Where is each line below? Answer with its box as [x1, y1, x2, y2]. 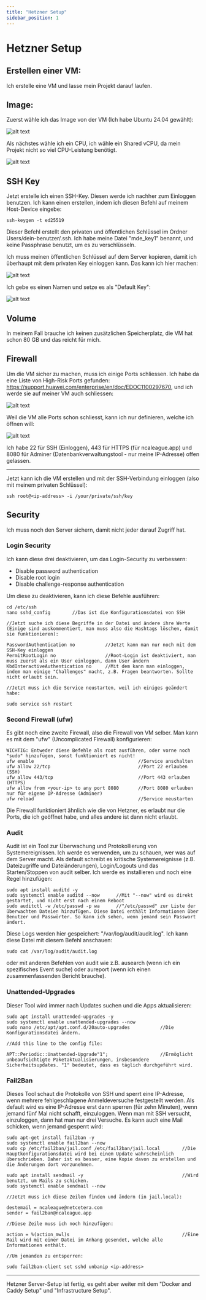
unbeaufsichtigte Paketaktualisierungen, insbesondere [6, 1057, 150, 1063]
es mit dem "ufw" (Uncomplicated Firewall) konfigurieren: [6, 736, 152, 743]
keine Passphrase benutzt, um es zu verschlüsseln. [6, 241, 136, 249]
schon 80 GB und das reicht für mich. [6, 336, 101, 343]
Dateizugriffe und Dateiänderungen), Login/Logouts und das [6, 862, 159, 870]
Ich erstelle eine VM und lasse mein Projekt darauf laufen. [6, 82, 152, 89]
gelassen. [6, 457, 31, 464]
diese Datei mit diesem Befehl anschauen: [6, 937, 112, 944]
